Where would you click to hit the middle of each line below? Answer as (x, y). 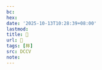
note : (13, 57)
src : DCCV (19, 52)
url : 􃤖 (15, 40)
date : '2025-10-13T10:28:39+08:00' (52, 23)
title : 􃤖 (17, 35)
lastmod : (17, 29)
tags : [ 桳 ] (20, 46)
